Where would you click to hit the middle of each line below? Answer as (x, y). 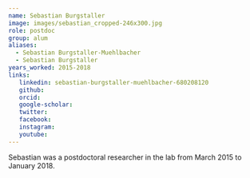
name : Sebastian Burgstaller (57, 16)
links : (19, 75)
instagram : (37, 127)
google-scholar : (46, 105)
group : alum (28, 38)
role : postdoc (32, 30)
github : (32, 90)
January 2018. (32, 165)
